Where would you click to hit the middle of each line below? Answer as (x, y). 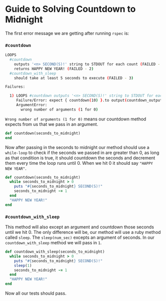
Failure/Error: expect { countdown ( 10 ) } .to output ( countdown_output (89, 100)
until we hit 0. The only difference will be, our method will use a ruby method (83, 232)
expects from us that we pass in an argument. (52, 124)
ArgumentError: (32, 105)
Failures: (15, 87)
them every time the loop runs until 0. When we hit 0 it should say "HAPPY (79, 163)
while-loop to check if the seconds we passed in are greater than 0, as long (82, 152)
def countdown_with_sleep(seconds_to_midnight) (55, 252)
